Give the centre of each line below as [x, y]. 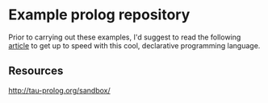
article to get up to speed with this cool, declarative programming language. [134, 45]
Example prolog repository [99, 15]
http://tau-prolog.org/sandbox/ [59, 90]
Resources [36, 71]
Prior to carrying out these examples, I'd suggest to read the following [125, 37]
